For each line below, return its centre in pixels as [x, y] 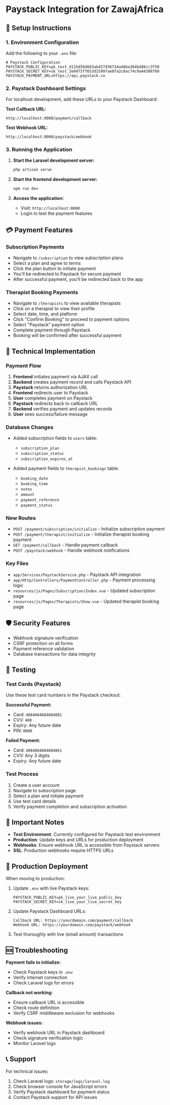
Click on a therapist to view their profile [54, 309]
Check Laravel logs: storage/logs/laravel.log [61, 1081]
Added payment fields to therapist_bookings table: [66, 469]
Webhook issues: [24, 1023]
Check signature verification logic [48, 1038]
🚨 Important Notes [35, 822]
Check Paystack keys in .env [43, 972]
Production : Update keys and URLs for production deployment [78, 840]
